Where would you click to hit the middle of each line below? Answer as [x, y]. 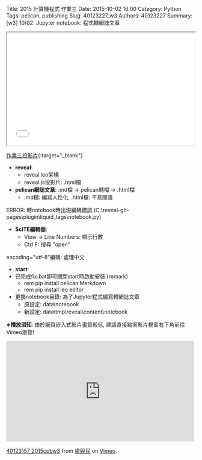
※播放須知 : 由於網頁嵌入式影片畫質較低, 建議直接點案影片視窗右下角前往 [96, 325]
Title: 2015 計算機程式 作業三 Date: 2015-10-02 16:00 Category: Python [94, 9]
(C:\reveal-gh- [111, 210]
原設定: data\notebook [51, 304]
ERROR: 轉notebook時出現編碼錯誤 [49, 210]
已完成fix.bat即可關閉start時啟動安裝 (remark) [71, 276]
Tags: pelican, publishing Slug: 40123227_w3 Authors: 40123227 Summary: [99, 16]
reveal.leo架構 [41, 175]
